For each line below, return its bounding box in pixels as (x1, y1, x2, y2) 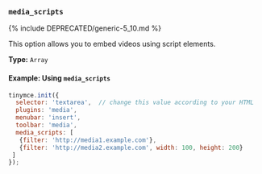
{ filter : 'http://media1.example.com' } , (19, 136, 157, 144)
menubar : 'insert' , (15, 114, 81, 122)
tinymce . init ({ (8, 91, 60, 99)
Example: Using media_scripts (8, 72, 111, 83)
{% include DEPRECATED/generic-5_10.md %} (8, 23, 162, 33)
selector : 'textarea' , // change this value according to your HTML (15, 98, 254, 107)
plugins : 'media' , (15, 106, 78, 114)
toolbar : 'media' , (15, 121, 78, 129)
